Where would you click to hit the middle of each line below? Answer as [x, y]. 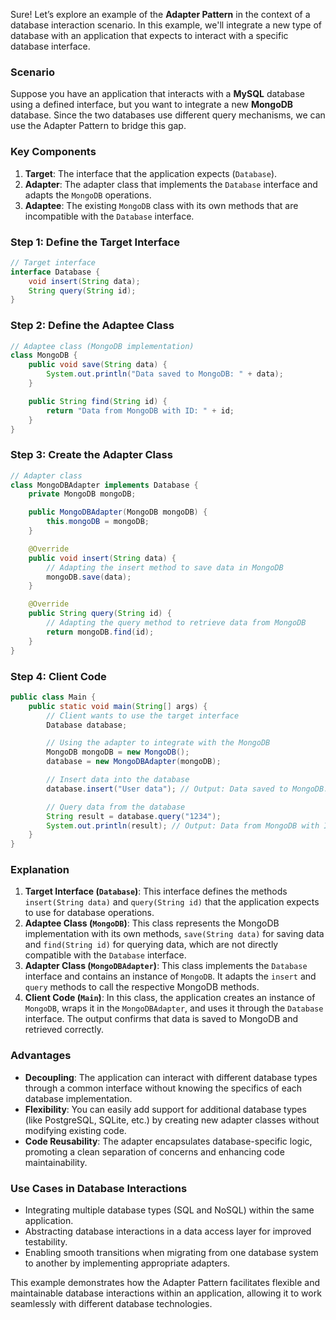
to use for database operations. [89, 913]
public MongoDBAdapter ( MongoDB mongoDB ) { [118, 512]
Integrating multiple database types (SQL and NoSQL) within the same [169, 1210]
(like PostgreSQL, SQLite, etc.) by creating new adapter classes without [172, 1120]
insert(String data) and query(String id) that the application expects [172, 902]
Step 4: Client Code [58, 676]
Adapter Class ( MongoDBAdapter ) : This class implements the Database [166, 966]
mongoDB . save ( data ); [89, 577]
